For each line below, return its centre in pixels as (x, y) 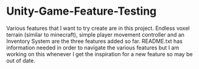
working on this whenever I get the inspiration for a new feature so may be (100, 54)
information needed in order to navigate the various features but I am (93, 48)
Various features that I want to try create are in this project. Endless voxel (98, 28)
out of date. (21, 60)
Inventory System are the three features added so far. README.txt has (94, 41)
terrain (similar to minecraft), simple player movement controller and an (95, 34)
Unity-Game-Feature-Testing (82, 11)
